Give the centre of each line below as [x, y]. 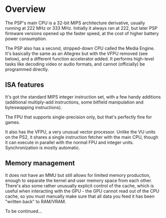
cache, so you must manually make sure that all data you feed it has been [80, 196]
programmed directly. [27, 69]
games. [13, 122]
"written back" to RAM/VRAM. [36, 201]
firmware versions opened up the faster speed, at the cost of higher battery [82, 33]
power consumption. [26, 39]
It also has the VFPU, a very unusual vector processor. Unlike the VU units [80, 132]
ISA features [25, 85]
